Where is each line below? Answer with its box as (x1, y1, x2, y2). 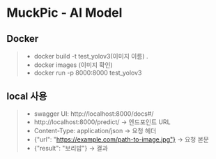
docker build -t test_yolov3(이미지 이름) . (33, 52, 148, 60)
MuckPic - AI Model (6, 5, 123, 21)
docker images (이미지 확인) (33, 61, 113, 69)
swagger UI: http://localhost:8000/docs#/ (33, 109, 154, 118)
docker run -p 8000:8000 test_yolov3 (33, 68, 142, 77)
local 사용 (6, 91, 47, 103)
